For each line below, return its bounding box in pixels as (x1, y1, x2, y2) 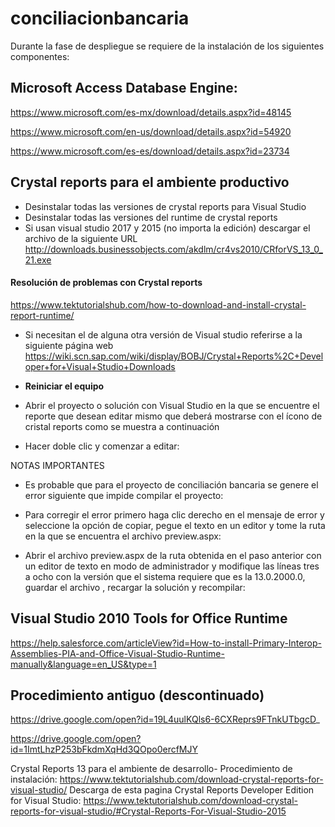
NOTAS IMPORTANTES (10, 459, 105, 471)
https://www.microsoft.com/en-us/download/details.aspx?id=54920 (10, 125, 292, 137)
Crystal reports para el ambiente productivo (10, 174, 290, 191)
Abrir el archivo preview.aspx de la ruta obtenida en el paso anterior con (24, 549, 322, 561)
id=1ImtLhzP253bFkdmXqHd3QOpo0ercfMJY (10, 743, 199, 756)
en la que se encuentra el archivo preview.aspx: (24, 530, 222, 542)
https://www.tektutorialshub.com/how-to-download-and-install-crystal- (10, 298, 307, 311)
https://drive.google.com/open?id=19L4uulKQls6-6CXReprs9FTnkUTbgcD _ (10, 713, 320, 726)
